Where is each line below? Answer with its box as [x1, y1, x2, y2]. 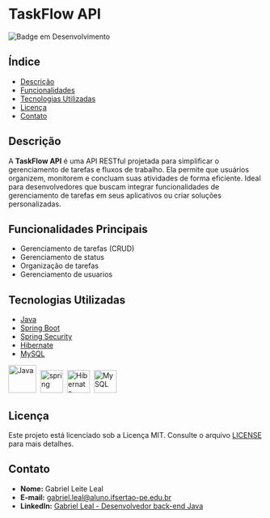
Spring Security [19, 332, 73, 342]
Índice [8, 55, 40, 69]
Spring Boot [19, 323, 61, 333]
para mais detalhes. [8, 439, 74, 448]
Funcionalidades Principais [8, 222, 148, 236]
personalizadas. [8, 199, 62, 209]
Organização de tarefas [19, 261, 99, 271]
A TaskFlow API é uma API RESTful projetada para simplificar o [8, 155, 220, 166]
